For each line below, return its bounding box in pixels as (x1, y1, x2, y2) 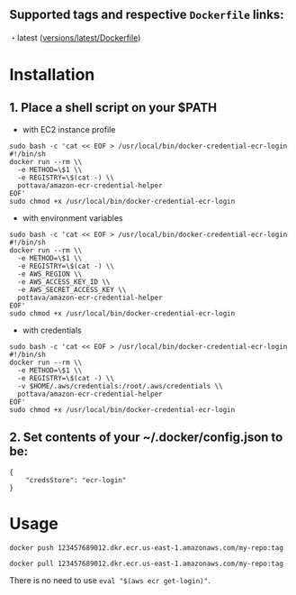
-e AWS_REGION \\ (17, 270, 83, 279)
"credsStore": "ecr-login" (25, 475, 127, 485)
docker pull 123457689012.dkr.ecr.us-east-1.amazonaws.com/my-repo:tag (9, 559, 283, 568)
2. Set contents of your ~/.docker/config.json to (9, 430, 283, 445)
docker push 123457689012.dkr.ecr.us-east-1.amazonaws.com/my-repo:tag (9, 543, 283, 553)
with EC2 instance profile (22, 124, 116, 134)
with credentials (22, 325, 83, 335)
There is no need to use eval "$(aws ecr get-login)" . (9, 574, 211, 585)
